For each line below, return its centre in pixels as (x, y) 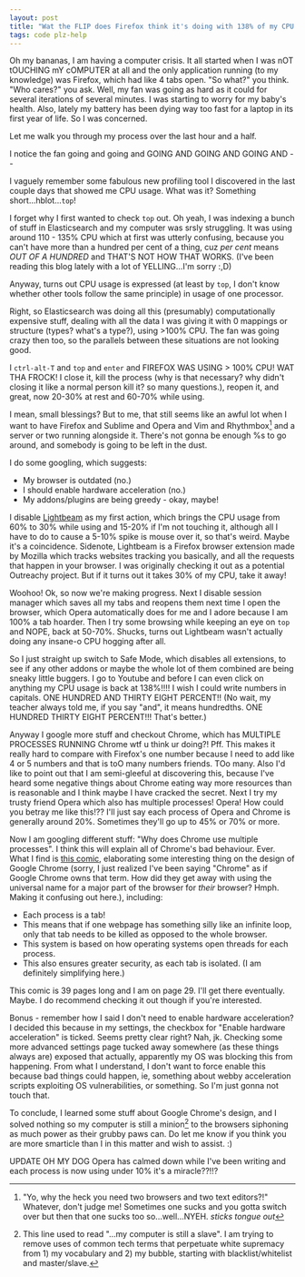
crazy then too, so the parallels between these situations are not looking (144, 340)
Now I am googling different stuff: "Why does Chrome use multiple (134, 839)
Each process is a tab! (64, 915)
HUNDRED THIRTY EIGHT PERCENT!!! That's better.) (108, 717)
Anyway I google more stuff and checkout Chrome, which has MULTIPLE (145, 735)
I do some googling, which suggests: (78, 463)
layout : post (34, 18)
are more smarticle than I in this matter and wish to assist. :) (121, 1143)
